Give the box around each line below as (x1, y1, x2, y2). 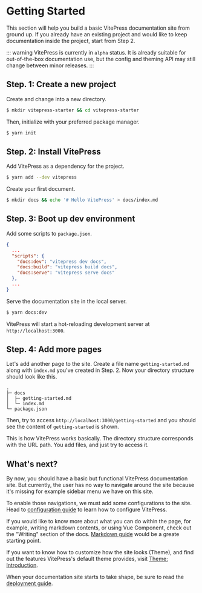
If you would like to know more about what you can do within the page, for (6, 518, 192, 525)
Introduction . (6, 562, 38, 569)
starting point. (6, 537, 41, 545)
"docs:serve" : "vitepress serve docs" (17, 270, 115, 276)
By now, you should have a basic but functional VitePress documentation (6, 475, 188, 482)
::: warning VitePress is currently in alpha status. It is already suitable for (6, 48, 186, 56)
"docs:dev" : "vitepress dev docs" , (17, 259, 107, 265)
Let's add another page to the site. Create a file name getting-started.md (6, 360, 189, 368)
